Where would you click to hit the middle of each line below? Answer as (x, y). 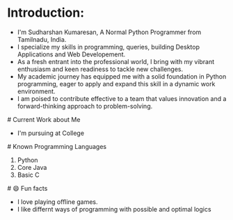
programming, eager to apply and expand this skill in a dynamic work (116, 84)
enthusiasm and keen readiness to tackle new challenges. (100, 69)
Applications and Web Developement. (71, 54)
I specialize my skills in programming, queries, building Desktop (109, 47)
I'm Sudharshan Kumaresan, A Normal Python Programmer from (109, 32)
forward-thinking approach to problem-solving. (85, 106)
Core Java (32, 167)
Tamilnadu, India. (42, 39)
